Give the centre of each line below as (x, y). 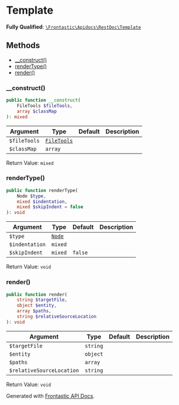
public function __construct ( (44, 101)
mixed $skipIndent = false (50, 207)
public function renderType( (42, 190)
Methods (23, 45)
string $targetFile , (42, 300)
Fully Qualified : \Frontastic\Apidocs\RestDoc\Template (73, 27)
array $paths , (34, 311)
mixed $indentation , (42, 202)
